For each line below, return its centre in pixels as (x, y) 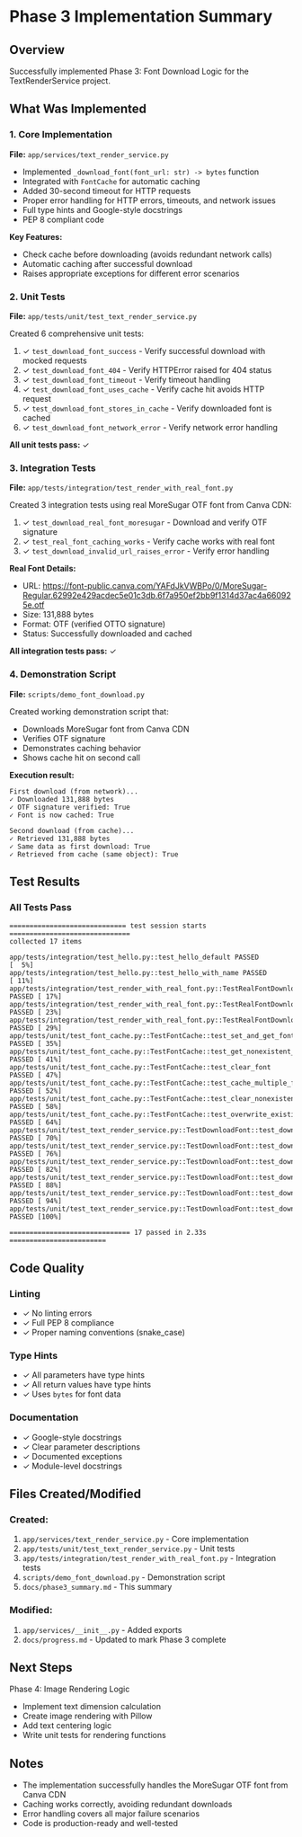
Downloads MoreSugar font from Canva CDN (106, 729)
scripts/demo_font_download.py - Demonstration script (124, 1577)
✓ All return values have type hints (86, 1385)
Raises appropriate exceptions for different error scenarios (131, 273)
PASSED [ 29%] (36, 1028)
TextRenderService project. (60, 81)
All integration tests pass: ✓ (63, 651)
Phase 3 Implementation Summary (141, 17)
